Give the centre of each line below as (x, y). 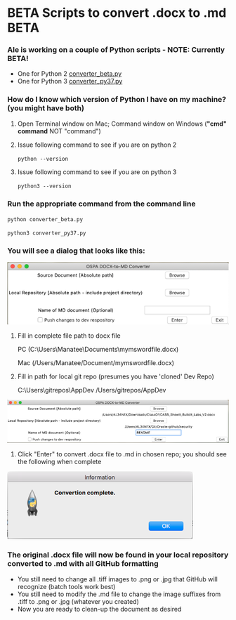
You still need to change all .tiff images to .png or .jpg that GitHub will (117, 579)
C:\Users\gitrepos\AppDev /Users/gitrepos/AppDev (92, 390)
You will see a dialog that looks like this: (76, 251)
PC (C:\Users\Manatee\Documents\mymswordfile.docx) (98, 349)
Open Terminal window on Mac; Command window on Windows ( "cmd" (122, 124)
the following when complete (59, 462)
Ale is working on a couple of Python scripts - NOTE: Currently (116, 50)
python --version (43, 159)
